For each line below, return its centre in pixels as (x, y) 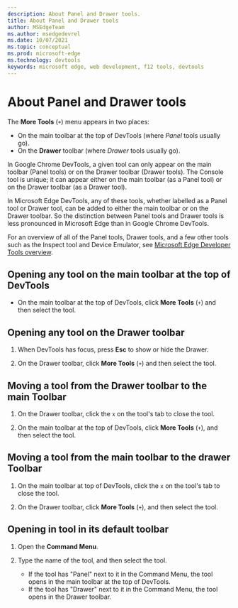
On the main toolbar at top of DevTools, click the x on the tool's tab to (119, 485)
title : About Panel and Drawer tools (63, 21)
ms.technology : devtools (44, 60)
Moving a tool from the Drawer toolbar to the (107, 385)
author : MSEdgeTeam (36, 27)
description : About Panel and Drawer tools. (74, 14)
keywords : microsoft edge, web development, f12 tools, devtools (106, 67)
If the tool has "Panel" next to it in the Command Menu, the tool (120, 574)
